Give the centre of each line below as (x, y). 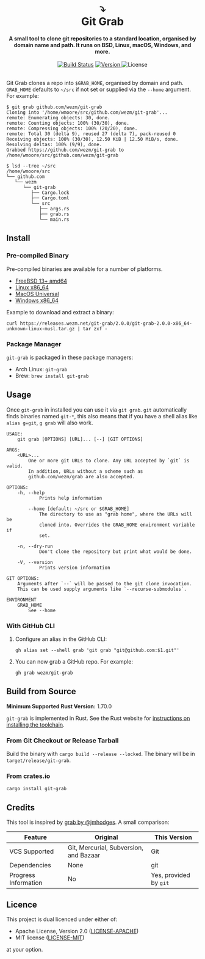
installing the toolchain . (35, 724)
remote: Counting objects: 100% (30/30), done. (68, 123)
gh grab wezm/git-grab (44, 673)
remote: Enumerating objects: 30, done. (59, 117)
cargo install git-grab (37, 789)
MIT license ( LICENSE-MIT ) (50, 938)
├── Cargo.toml (50, 198)
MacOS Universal (37, 294)
